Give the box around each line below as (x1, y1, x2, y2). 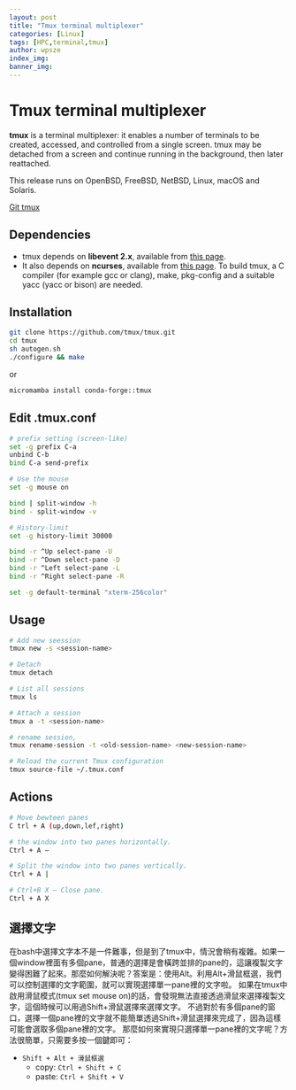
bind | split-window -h (9, 499, 97, 507)
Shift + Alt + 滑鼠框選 (21, 1054, 104, 1063)
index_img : (9, 54, 49, 63)
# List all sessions (9, 684, 86, 693)
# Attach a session (9, 708, 81, 717)
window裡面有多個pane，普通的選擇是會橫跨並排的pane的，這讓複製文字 (16, 957, 284, 968)
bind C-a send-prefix (9, 459, 89, 468)
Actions (9, 790, 53, 805)
